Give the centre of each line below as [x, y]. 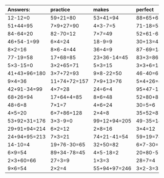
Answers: [19, 10]
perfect [145, 10]
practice [60, 10]
